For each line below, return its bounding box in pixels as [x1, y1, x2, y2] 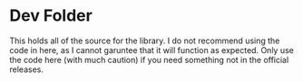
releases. [9, 64, 44, 75]
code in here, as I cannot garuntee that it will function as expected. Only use [9, 44, 295, 55]
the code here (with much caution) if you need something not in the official [9, 54, 289, 65]
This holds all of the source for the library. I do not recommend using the [9, 35, 280, 46]
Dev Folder [9, 5, 93, 26]
